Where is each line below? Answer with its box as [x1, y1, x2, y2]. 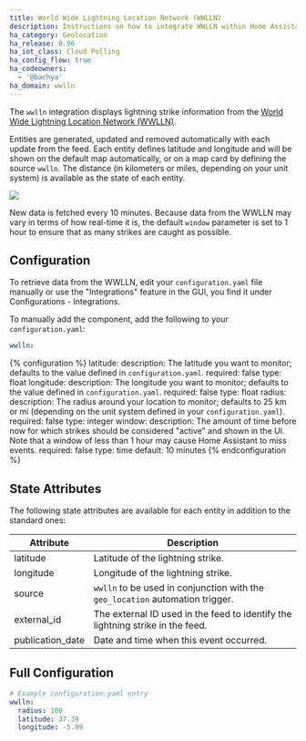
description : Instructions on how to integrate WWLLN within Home [9, 22, 267, 31]
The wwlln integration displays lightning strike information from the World [9, 106, 284, 117]
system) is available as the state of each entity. [9, 172, 186, 183]
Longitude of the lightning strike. [93, 567, 232, 580]
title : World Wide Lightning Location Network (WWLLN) [9, 13, 222, 23]
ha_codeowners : [9, 65, 67, 74]
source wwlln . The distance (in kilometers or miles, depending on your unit [9, 162, 289, 173]
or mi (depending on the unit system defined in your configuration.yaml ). [9, 407, 285, 417]
